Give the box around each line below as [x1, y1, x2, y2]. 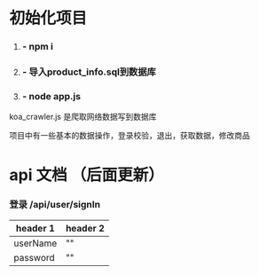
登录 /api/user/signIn [9, 199, 101, 211]
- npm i [21, 41, 54, 53]
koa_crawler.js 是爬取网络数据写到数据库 [9, 112, 157, 122]
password [13, 251, 55, 263]
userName [13, 237, 58, 249]
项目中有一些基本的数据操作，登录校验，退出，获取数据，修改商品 [9, 130, 250, 141]
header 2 [65, 222, 105, 234]
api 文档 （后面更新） [9, 165, 164, 185]
